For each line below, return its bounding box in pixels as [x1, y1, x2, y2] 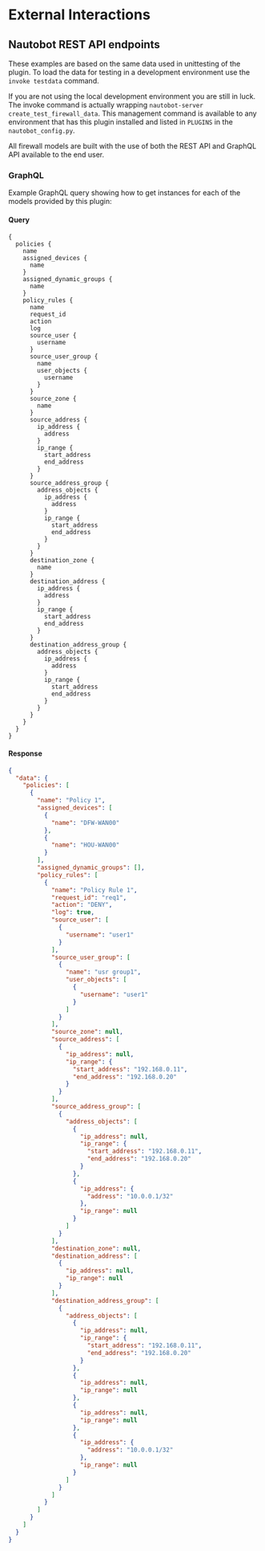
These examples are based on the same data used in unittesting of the [8, 59, 241, 68]
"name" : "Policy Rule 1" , [50, 886, 138, 894]
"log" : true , [50, 908, 94, 916]
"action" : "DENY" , [50, 901, 113, 909]
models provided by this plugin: [8, 197, 112, 206]
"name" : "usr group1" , [65, 968, 142, 977]
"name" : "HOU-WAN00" [50, 841, 120, 849]
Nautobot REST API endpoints [8, 38, 160, 51]
